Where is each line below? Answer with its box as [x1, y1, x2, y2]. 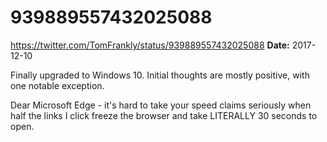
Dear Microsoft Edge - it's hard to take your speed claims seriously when [10, 99, 312, 111]
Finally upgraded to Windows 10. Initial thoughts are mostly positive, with [10, 69, 310, 81]
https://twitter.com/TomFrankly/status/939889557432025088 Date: [10, 39, 290, 51]
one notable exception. [10, 79, 105, 91]
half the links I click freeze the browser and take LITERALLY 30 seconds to [10, 109, 318, 121]
